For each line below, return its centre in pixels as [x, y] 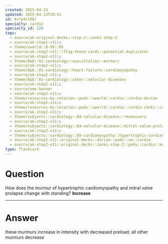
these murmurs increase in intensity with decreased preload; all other [77, 232]
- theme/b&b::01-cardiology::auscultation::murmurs [65, 61]
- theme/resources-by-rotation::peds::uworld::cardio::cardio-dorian [83, 98]
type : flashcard [22, 149]
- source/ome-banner [31, 89]
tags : [11, 33]
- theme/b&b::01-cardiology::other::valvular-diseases [68, 79]
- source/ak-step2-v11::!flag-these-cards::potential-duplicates [79, 51]
